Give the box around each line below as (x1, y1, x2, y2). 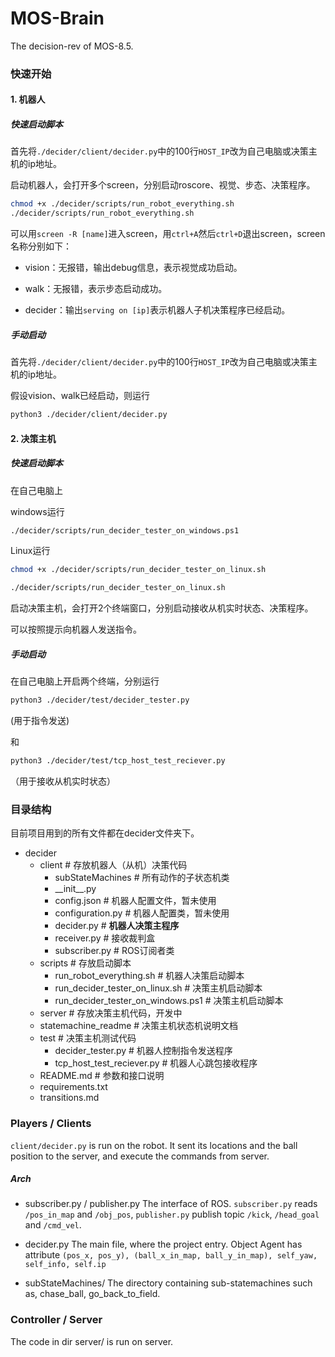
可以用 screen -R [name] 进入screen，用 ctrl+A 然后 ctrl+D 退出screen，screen (10, 228, 326, 240)
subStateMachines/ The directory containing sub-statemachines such (24, 1277, 313, 1289)
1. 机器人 (10, 93, 46, 106)
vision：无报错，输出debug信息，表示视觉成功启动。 (24, 262, 243, 274)
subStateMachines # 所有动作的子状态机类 (54, 872, 230, 884)
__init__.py (54, 883, 97, 895)
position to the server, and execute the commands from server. (10, 1150, 270, 1162)
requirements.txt (39, 1081, 108, 1093)
